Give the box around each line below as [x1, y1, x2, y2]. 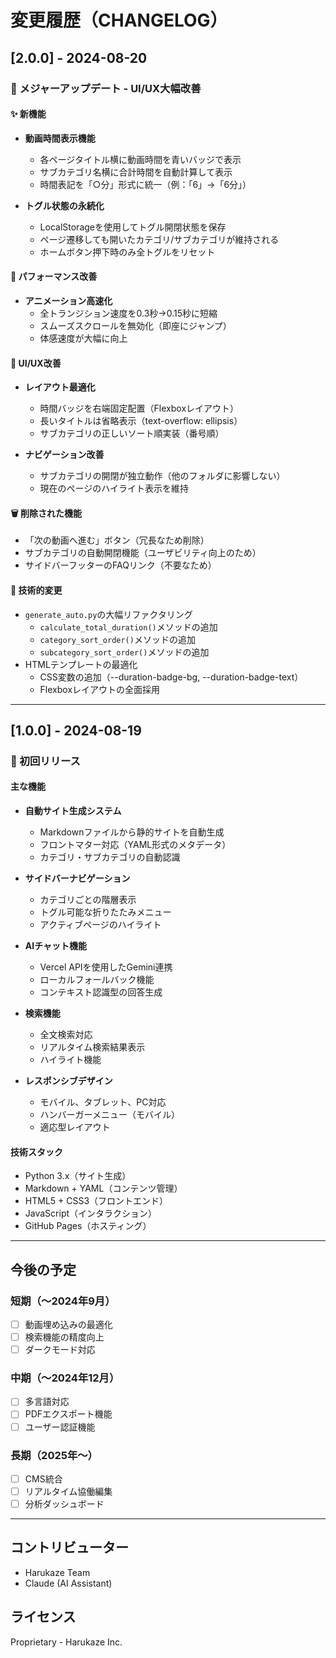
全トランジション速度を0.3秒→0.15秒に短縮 [39, 307, 218, 319]
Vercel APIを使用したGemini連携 [39, 961, 173, 973]
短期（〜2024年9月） [10, 1294, 116, 1308]
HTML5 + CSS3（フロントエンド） [24, 1195, 169, 1207]
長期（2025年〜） [10, 1448, 98, 1462]
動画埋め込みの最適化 [24, 1318, 113, 1330]
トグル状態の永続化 [24, 199, 105, 211]
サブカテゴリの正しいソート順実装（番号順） [39, 427, 225, 440]
